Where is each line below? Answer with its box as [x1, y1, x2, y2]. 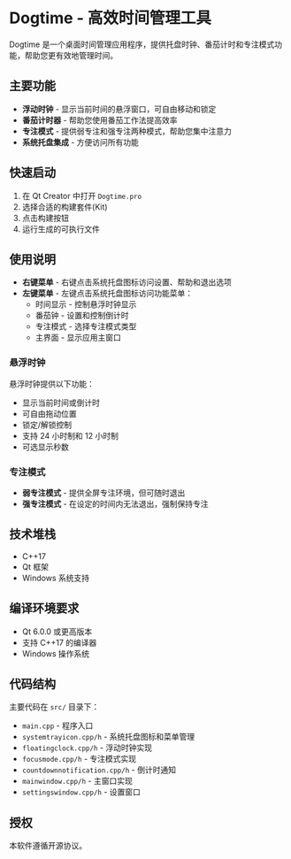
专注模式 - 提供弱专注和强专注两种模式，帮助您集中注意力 [21, 126, 233, 136]
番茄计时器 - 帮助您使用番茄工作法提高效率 [21, 114, 179, 125]
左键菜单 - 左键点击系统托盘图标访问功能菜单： [21, 288, 194, 299]
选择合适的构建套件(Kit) [21, 201, 108, 212]
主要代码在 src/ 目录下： [9, 702, 100, 712]
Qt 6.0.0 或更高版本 [21, 625, 93, 637]
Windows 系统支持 [21, 572, 90, 583]
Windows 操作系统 [21, 648, 90, 659]
